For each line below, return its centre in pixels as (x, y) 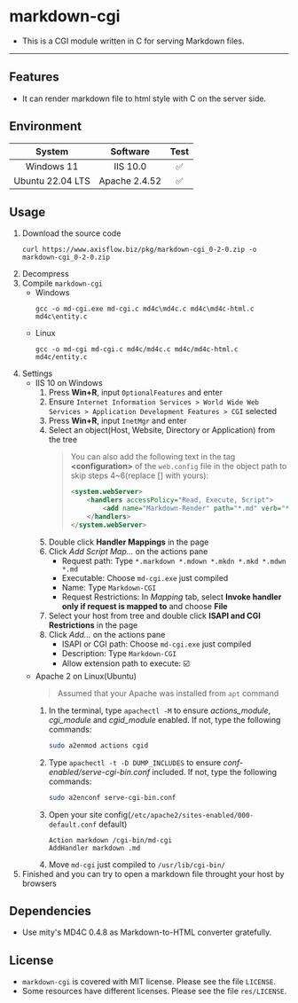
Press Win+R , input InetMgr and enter (118, 421)
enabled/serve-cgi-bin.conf (99, 772)
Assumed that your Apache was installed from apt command (168, 693)
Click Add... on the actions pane (107, 634)
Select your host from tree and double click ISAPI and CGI (155, 615)
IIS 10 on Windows (69, 383)
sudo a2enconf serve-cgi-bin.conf (112, 797)
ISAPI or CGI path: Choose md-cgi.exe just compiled (157, 644)
